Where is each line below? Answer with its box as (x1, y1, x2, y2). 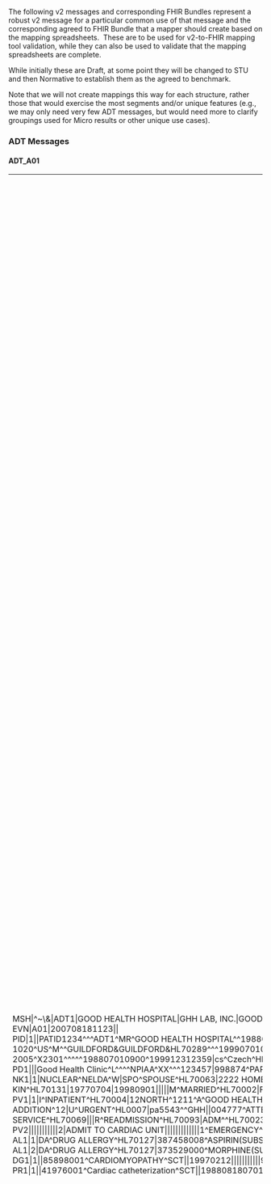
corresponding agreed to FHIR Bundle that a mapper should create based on (8, 24, 263, 33)
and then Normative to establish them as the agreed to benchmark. (8, 74, 231, 83)
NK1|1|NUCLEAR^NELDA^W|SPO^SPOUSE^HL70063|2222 (12, 1074, 240, 1085)
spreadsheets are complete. (8, 50, 102, 59)
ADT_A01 (8, 155, 40, 165)
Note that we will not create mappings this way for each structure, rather (8, 90, 250, 99)
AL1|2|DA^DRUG (12, 1144, 77, 1156)
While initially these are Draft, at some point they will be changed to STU (8, 66, 248, 75)
